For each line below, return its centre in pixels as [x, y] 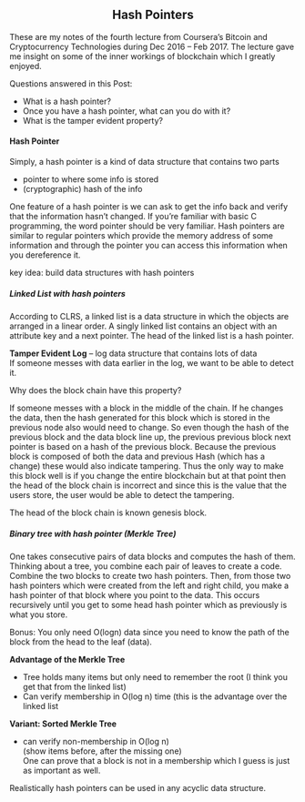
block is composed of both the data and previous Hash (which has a [137, 456]
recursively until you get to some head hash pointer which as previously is [148, 604]
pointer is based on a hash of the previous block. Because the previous [143, 446]
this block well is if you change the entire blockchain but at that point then [148, 475]
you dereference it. [45, 255]
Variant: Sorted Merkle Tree [63, 724]
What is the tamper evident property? [93, 120]
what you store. [39, 614]
